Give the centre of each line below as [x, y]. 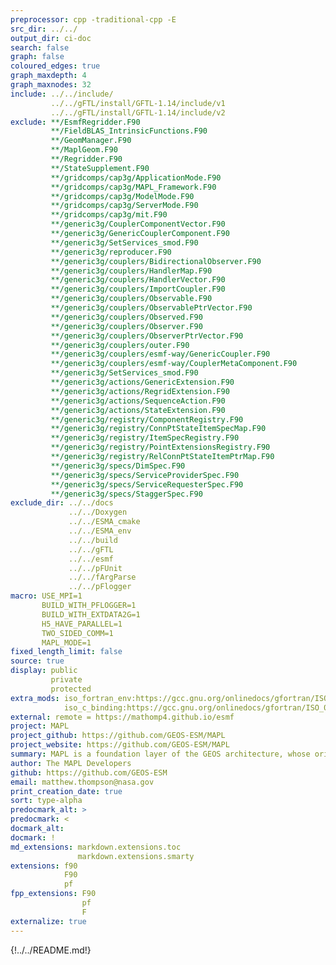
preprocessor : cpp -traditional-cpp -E [93, 19]
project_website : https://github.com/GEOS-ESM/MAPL [120, 745]
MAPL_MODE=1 [66, 642]
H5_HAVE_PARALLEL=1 [82, 624]
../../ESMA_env [100, 531]
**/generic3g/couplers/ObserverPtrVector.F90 [147, 336]
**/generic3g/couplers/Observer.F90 [126, 326]
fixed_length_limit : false [66, 652]
